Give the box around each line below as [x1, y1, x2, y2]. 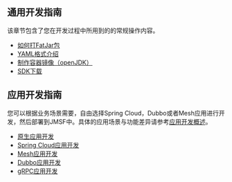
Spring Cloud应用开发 [17, 140, 80, 149]
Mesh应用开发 [17, 149, 58, 158]
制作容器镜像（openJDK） [17, 58, 93, 66]
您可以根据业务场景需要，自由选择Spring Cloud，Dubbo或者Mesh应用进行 [7, 109, 220, 117]
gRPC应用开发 [17, 167, 58, 175]
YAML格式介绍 [17, 49, 59, 57]
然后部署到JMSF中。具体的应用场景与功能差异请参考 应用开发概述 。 [19, 117, 212, 126]
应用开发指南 [7, 89, 62, 101]
